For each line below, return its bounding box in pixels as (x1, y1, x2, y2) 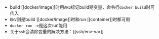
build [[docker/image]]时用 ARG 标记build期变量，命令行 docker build (9, 4, 147, 10)
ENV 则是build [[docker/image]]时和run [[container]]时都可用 (9, 17, 130, 22)
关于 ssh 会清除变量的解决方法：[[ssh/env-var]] (9, 29, 104, 34)
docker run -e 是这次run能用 (9, 22, 68, 28)
